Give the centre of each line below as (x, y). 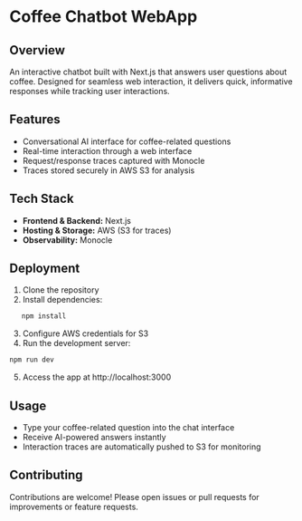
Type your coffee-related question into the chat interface (128, 427)
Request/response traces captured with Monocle (113, 160)
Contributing (46, 475)
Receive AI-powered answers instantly (94, 437)
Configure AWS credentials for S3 (85, 333)
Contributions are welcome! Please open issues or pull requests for (134, 497)
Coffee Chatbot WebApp (104, 17)
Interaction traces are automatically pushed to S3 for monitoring (142, 447)
